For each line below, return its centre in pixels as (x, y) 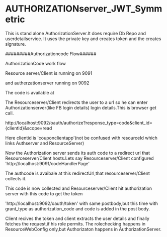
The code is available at (30, 92)
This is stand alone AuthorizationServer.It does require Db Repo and (76, 33)
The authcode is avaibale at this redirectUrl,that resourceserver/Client (77, 173)
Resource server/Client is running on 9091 (49, 73)
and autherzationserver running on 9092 (47, 83)
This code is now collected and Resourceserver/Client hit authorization (79, 188)
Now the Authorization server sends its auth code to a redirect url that (77, 153)
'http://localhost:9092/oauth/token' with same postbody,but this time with (82, 203)
